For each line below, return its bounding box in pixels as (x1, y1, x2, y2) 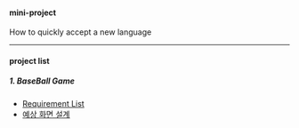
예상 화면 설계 (21, 108, 70, 119)
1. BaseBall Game (9, 76, 76, 86)
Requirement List (21, 98, 85, 108)
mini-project (9, 7, 56, 18)
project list (9, 55, 51, 66)
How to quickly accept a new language (9, 27, 152, 37)
